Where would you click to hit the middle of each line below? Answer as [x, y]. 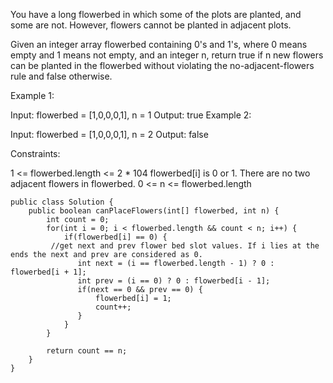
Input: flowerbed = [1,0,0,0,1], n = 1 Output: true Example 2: [131, 115]
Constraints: [35, 153]
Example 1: [32, 95]
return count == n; [87, 351]
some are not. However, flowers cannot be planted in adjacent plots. [151, 25]
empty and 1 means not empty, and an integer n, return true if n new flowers [167, 55]
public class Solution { [62, 202]
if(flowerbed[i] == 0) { [115, 237]
